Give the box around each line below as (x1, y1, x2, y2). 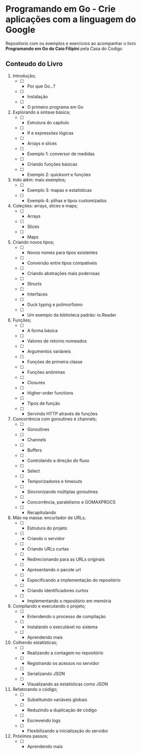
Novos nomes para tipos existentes (27, 250, 98, 255)
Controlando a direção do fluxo (27, 457, 89, 463)
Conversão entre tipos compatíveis (27, 260, 97, 266)
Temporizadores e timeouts (27, 478, 82, 484)
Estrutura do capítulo (27, 119, 70, 125)
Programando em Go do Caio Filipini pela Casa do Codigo (5, 46, 123, 51)
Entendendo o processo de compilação (27, 613, 106, 619)
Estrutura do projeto (27, 525, 68, 531)
